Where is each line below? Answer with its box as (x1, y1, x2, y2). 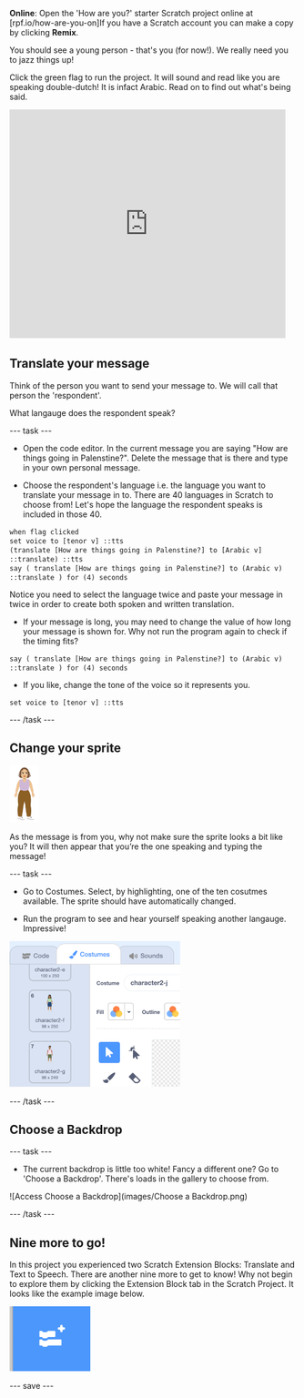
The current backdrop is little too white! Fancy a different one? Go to (22, 1164, 279, 1175)
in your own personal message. (22, 461, 141, 472)
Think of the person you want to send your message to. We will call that (9, 380, 279, 390)
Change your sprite (9, 741, 121, 756)
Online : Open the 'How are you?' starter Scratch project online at (9, 8, 253, 18)
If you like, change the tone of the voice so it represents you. (22, 679, 250, 690)
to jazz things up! (9, 55, 75, 65)
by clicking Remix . (9, 27, 79, 37)
